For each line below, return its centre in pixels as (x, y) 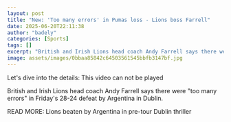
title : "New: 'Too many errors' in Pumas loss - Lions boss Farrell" (109, 20)
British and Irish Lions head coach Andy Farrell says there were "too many (112, 90)
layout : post (26, 13)
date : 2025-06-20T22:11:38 (46, 26)
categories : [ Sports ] (38, 39)
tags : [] (20, 45)
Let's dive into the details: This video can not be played (85, 77)
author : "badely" (32, 33)
